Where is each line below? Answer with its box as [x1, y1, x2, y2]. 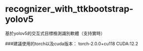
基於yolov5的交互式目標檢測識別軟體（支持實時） [5, 30, 105, 36]
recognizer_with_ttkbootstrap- [5, 3, 134, 15]
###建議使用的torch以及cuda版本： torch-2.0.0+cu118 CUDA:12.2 [5, 40, 139, 47]
